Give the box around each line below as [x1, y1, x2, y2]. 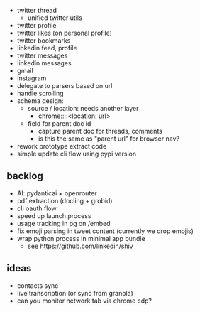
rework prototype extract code [16, 142, 107, 150]
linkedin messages [16, 59, 72, 67]
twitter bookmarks [16, 36, 71, 45]
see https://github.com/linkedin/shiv [27, 242, 133, 250]
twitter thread [16, 6, 57, 14]
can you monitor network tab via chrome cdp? [16, 296, 152, 305]
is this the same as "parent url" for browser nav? [38, 134, 180, 143]
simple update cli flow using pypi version [16, 149, 136, 158]
